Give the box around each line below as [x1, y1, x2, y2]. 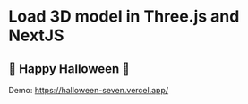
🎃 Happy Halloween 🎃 [8, 61, 131, 76]
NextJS [8, 25, 64, 46]
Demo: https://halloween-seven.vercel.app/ [8, 85, 169, 95]
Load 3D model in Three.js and [8, 6, 240, 27]
